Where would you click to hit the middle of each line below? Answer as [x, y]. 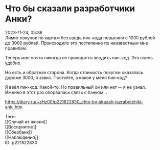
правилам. [16, 48]
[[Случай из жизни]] [26, 122]
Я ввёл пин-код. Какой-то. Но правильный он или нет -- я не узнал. [76, 87]
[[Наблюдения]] [22, 137]
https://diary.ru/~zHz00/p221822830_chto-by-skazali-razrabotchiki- [74, 101]
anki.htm [14, 107]
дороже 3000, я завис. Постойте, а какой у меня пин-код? [66, 77]
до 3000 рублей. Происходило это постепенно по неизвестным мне [77, 43]
